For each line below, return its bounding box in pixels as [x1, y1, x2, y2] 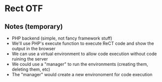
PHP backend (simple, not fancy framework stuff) [11, 35, 113, 41]
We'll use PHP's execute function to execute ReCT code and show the [11, 41, 154, 46]
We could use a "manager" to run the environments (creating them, [11, 61, 148, 67]
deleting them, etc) [11, 66, 50, 72]
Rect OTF [4, 3, 43, 14]
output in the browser [11, 46, 56, 51]
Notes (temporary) [4, 22, 63, 31]
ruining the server [11, 56, 48, 61]
